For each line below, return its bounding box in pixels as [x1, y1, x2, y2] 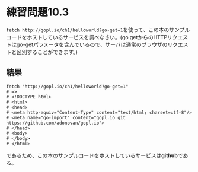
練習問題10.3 [6, 5, 69, 19]
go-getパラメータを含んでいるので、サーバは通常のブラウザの [16, 41, 168, 48]
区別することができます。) [16, 48, 78, 55]
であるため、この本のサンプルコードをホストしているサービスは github [6, 152, 178, 159]
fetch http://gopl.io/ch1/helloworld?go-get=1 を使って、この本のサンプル [6, 26, 190, 33]
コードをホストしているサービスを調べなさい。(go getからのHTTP [6, 33, 168, 40]
